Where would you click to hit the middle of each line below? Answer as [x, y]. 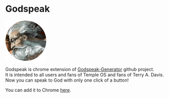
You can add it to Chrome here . [38, 90]
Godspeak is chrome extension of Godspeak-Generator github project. [80, 69]
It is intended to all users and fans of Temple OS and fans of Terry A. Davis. [84, 75]
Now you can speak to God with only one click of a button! [67, 80]
